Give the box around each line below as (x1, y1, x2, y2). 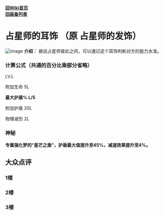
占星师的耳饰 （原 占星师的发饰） (5, 31, 141, 42)
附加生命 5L (5, 84, 30, 90)
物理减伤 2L (5, 116, 30, 122)
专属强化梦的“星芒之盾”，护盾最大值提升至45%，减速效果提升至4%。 (5, 142, 151, 148)
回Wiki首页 (5, 5, 29, 11)
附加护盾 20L (5, 105, 33, 111)
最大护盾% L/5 (5, 95, 36, 101)
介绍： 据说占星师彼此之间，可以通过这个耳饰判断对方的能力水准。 (24, 48, 162, 54)
